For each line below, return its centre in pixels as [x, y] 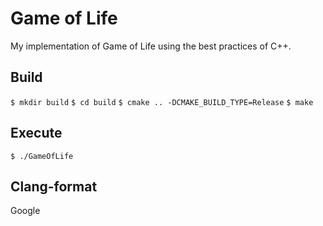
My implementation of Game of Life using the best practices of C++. [151, 46]
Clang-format [54, 186]
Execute [36, 133]
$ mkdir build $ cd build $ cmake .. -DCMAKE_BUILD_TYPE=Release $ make [162, 102]
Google [25, 211]
